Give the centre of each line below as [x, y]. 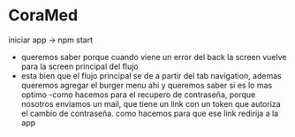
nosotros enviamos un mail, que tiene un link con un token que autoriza [151, 103]
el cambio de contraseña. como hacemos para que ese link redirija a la [150, 113]
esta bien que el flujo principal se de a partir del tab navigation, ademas [151, 75]
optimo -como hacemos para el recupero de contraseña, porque [138, 95]
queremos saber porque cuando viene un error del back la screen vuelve [154, 57]
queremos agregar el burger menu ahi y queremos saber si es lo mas [147, 85]
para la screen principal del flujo [79, 66]
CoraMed [43, 15]
